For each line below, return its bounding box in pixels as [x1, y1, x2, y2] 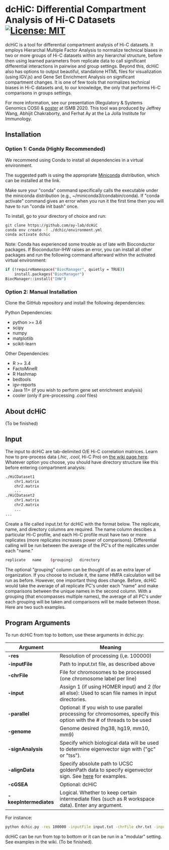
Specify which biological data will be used [59, 740, 159, 747]
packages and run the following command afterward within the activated [5, 252, 156, 258]
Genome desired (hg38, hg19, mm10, [59, 725, 150, 732]
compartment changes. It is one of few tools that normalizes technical [5, 79, 150, 85]
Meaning [100, 644, 122, 651]
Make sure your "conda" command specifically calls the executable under [5, 187, 158, 193]
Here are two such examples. [5, 604, 66, 610]
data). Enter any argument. [59, 802, 123, 809]
